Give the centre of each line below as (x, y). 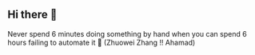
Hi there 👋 (32, 15)
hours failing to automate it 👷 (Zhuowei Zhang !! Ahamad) (102, 42)
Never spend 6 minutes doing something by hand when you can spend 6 (127, 33)
